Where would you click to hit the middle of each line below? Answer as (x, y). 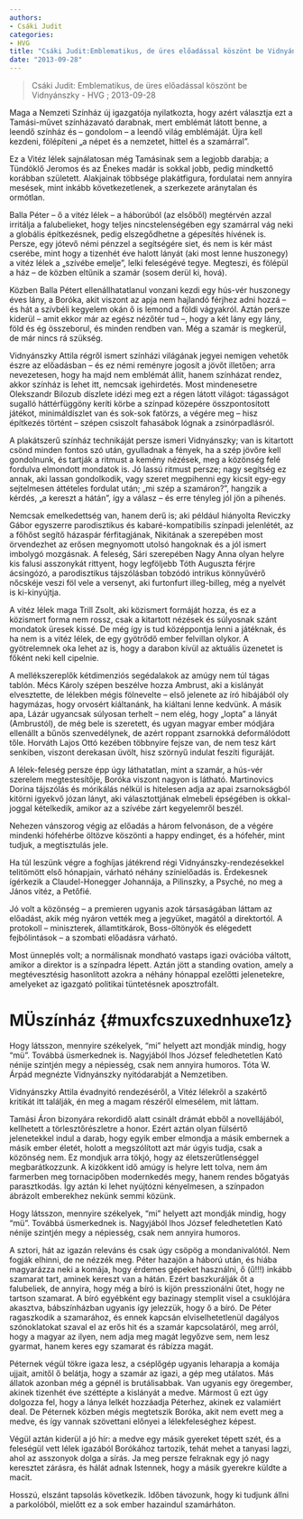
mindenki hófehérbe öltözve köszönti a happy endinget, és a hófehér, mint (147, 835)
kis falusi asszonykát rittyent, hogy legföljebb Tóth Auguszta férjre (132, 563)
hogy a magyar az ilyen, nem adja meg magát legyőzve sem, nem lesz (140, 1336)
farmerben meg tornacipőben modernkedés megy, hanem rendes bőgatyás (150, 1176)
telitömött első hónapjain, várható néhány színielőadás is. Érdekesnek (138, 872)
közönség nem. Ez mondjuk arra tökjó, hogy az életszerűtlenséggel (134, 1157)
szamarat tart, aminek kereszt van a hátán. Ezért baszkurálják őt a (132, 1278)
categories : (32, 34)
